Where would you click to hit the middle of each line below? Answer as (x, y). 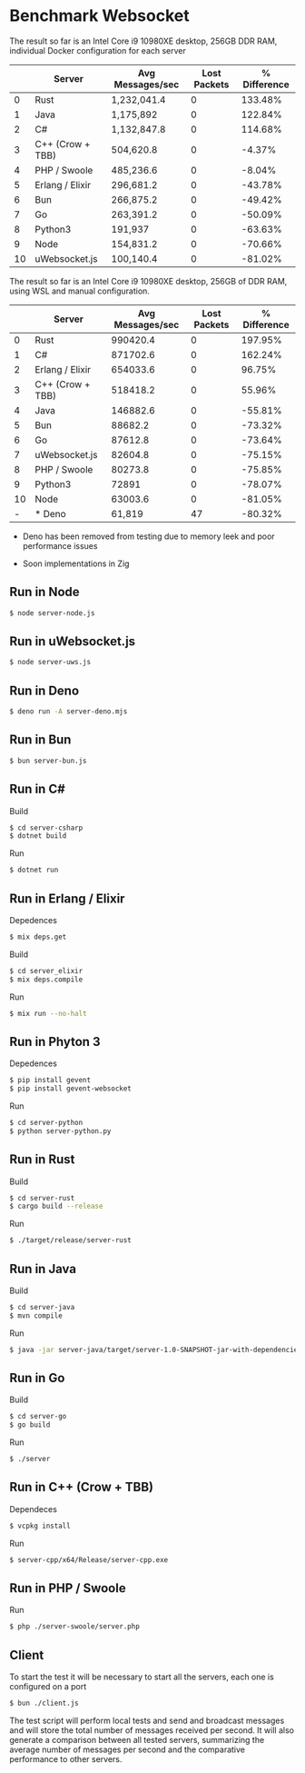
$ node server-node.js (52, 613)
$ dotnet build (38, 836)
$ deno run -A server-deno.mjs (69, 712)
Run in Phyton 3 (55, 1041)
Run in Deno (44, 690)
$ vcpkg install (40, 1526)
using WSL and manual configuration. (79, 291)
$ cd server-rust (42, 1198)
